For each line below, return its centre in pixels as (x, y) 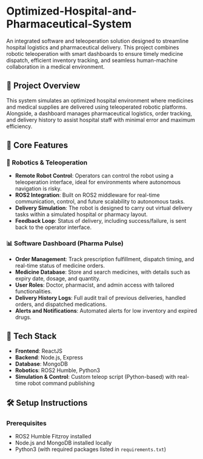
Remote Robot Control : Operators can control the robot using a (94, 176)
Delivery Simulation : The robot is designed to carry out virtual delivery (104, 208)
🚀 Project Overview (43, 86)
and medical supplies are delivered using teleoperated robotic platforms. (97, 107)
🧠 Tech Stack (32, 336)
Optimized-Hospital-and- (72, 11)
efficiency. (19, 126)
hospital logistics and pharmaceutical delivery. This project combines (93, 47)
